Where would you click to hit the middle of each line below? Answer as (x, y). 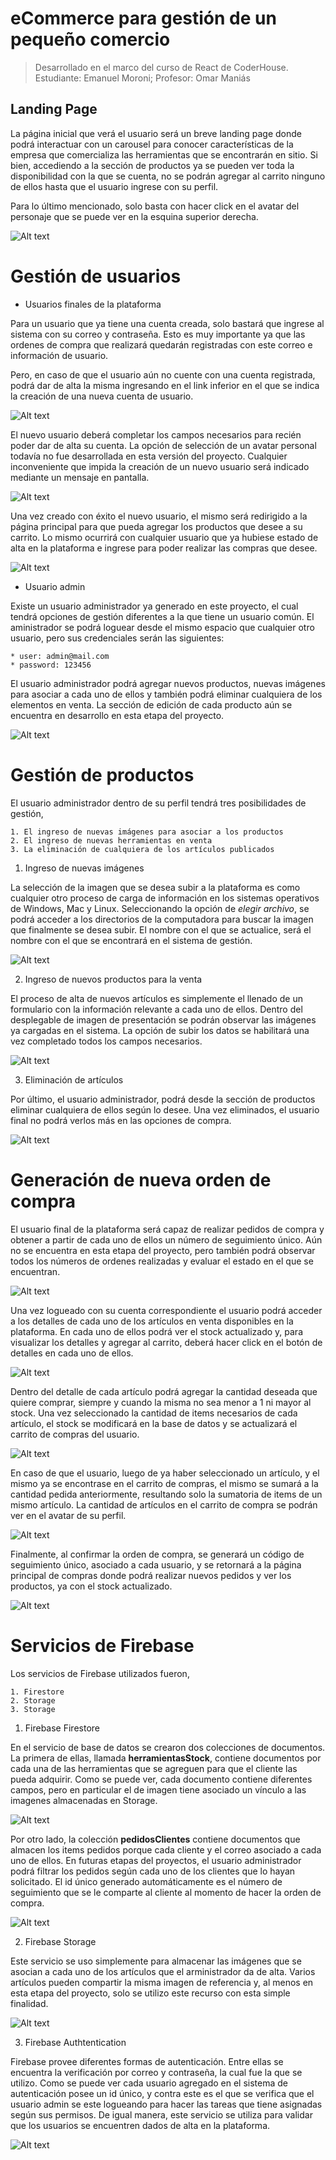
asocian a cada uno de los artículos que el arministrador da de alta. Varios (163, 1971)
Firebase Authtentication (75, 2042)
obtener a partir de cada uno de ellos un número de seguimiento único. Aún (166, 1239)
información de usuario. (59, 355)
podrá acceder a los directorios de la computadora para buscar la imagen (162, 919)
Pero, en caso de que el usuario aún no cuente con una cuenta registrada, (163, 374)
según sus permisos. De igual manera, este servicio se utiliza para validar (161, 2114)
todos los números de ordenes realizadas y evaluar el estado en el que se (162, 1261)
